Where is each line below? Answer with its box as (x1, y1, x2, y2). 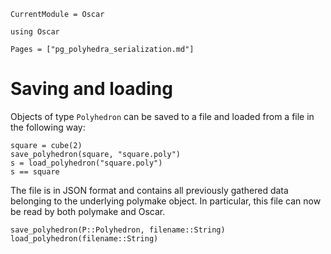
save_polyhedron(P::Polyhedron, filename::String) (10, 225, 226, 235)
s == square (10, 166, 60, 177)
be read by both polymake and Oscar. (10, 205, 166, 217)
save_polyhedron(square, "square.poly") (10, 149, 182, 159)
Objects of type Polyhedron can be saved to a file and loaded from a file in (10, 110, 315, 122)
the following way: (10, 121, 86, 133)
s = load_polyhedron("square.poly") (10, 158, 163, 168)
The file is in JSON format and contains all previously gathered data (10, 184, 289, 196)
